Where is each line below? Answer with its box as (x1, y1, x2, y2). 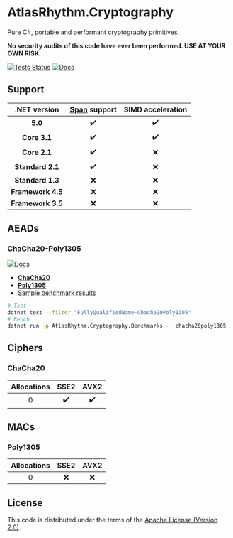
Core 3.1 (22, 133, 52, 143)
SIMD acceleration (123, 104, 188, 114)
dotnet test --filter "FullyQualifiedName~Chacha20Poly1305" (7, 309, 192, 316)
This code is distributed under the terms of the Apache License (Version (7, 516, 218, 524)
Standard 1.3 (14, 175, 59, 185)
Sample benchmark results (17, 289, 96, 297)
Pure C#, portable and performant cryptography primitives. (7, 28, 179, 36)
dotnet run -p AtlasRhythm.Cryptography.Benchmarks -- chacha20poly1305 (7, 323, 227, 330)
